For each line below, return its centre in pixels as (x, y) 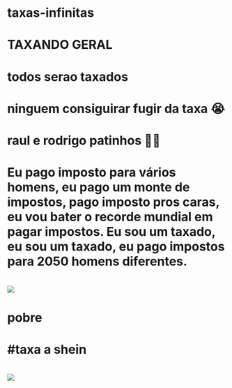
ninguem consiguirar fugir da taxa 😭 (116, 109)
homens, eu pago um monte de (99, 187)
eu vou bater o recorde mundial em (110, 217)
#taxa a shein (47, 349)
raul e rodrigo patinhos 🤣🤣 (84, 140)
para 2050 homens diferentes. (98, 261)
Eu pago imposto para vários (92, 173)
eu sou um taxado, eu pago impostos (116, 247)
